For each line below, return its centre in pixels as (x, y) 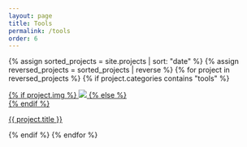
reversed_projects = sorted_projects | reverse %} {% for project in (119, 70)
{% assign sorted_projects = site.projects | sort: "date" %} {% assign (124, 61)
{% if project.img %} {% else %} (68, 95)
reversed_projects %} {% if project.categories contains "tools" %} (119, 78)
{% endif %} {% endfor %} (53, 135)
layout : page (30, 16)
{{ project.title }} (36, 120)
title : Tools (30, 23)
